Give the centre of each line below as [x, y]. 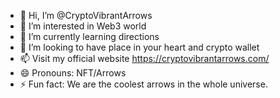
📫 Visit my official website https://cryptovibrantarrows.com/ [144, 58]
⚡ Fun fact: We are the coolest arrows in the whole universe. [143, 84]
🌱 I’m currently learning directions [89, 36]
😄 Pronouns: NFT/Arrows [73, 73]
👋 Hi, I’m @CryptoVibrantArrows [86, 15]
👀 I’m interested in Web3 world [83, 26]
